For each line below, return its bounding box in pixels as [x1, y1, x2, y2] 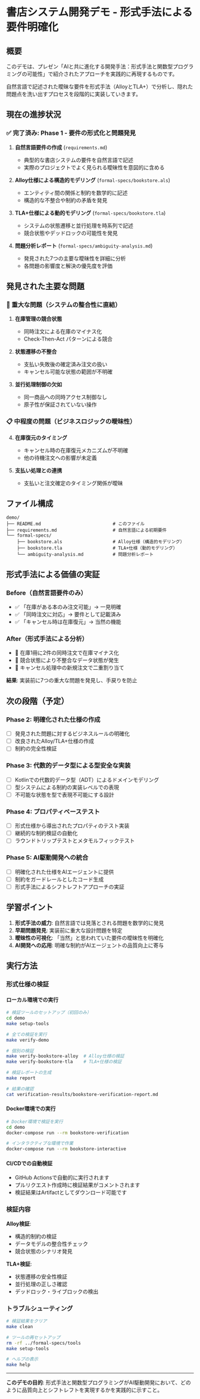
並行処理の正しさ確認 [14, 1280, 67, 1287]
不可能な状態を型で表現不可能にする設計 [14, 791, 114, 798]
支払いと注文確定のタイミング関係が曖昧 [23, 479, 123, 487]
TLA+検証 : [6, 1260, 32, 1267]
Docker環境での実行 [6, 1105, 56, 1112]
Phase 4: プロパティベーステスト [6, 807, 100, 816]
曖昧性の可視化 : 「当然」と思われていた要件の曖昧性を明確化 [14, 934, 164, 941]
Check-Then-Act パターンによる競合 [23, 335, 113, 343]
